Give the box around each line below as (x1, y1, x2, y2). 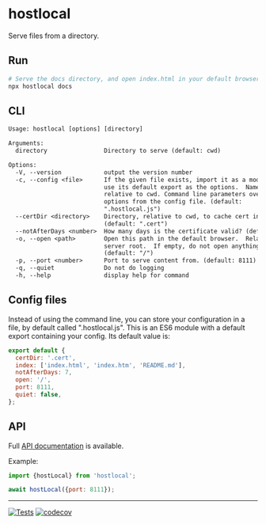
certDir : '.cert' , (15, 354, 77, 362)
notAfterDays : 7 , (15, 369, 73, 377)
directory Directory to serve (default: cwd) (15, 147, 222, 155)
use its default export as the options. (104, 183, 239, 191)
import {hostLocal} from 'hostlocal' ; (8, 472, 136, 480)
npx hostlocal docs (8, 82, 73, 90)
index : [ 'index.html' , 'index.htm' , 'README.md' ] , (15, 361, 186, 369)
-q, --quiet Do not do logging (15, 264, 165, 272)
